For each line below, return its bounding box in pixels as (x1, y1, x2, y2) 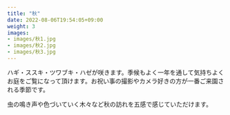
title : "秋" (7, 10, 41, 17)
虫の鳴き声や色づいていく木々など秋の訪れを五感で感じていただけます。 (7, 100, 213, 108)
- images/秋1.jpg (7, 36, 57, 43)
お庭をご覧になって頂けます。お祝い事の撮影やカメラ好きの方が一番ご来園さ (7, 76, 224, 85)
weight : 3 (7, 23, 36, 30)
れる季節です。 (7, 85, 50, 94)
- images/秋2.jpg (7, 42, 57, 49)
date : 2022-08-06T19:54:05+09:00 (7, 17, 104, 23)
